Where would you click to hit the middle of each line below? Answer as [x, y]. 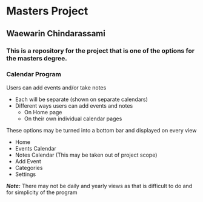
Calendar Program [34, 74]
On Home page [43, 112]
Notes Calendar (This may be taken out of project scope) [86, 155]
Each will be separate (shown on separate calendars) [82, 99]
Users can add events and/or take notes [56, 87]
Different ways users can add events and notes [74, 106]
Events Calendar [35, 148]
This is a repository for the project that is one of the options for [101, 51]
